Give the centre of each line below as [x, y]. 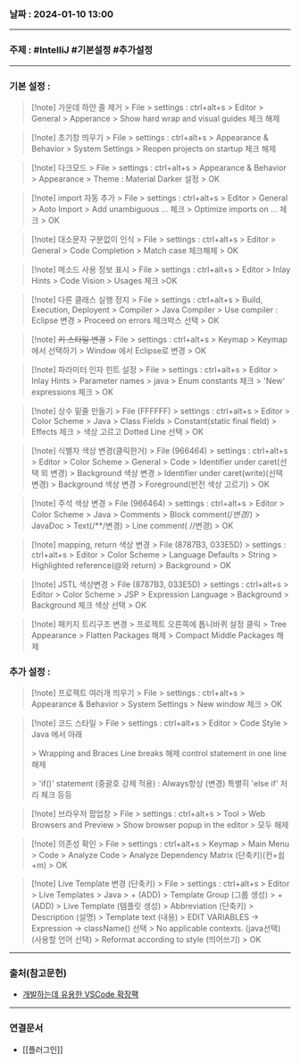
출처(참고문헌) [38, 974]
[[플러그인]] [42, 1050]
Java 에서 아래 [57, 735]
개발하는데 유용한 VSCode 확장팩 [80, 994]
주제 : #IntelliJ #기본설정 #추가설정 [81, 50]
